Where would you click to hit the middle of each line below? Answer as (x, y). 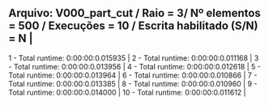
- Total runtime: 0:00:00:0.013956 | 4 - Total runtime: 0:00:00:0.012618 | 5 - (134, 66)
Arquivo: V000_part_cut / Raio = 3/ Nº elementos (134, 13)
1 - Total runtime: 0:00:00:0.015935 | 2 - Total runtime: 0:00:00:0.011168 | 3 (134, 58)
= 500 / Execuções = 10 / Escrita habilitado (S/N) (133, 26)
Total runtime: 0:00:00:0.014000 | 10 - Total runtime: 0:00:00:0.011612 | (127, 92)
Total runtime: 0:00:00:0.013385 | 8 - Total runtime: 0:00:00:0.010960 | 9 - (133, 83)
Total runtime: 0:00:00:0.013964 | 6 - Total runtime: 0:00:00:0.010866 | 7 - (133, 75)
